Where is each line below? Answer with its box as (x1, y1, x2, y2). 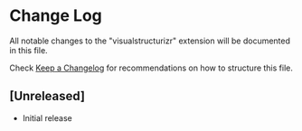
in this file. (9, 44, 48, 55)
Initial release (22, 112, 72, 123)
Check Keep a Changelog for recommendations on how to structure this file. (9, 62, 294, 73)
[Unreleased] (9, 89, 86, 104)
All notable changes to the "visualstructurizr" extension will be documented (9, 35, 291, 46)
